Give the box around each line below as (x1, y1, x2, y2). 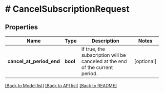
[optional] (134, 58, 157, 65)
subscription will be (81, 52, 126, 58)
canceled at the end (81, 58, 127, 65)
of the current (81, 64, 113, 70)
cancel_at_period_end (7, 58, 60, 65)
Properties (5, 23, 38, 31)
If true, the (81, 46, 105, 52)
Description (91, 38, 120, 44)
